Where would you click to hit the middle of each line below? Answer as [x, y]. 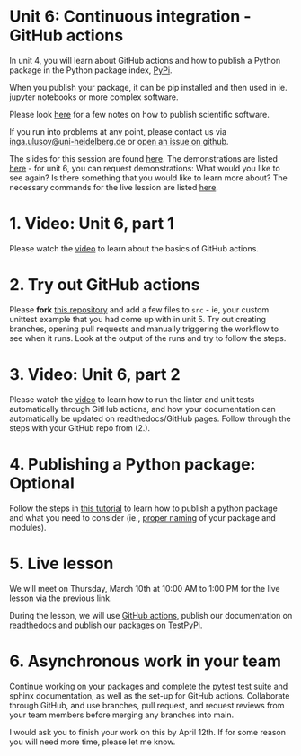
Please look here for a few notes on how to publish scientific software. [139, 114]
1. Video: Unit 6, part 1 [92, 224]
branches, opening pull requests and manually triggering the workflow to [144, 329]
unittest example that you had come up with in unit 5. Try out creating [138, 319]
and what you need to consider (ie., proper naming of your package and [142, 517]
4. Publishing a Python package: [133, 464]
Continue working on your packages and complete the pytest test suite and [149, 686]
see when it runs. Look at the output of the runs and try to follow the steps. [148, 338]
